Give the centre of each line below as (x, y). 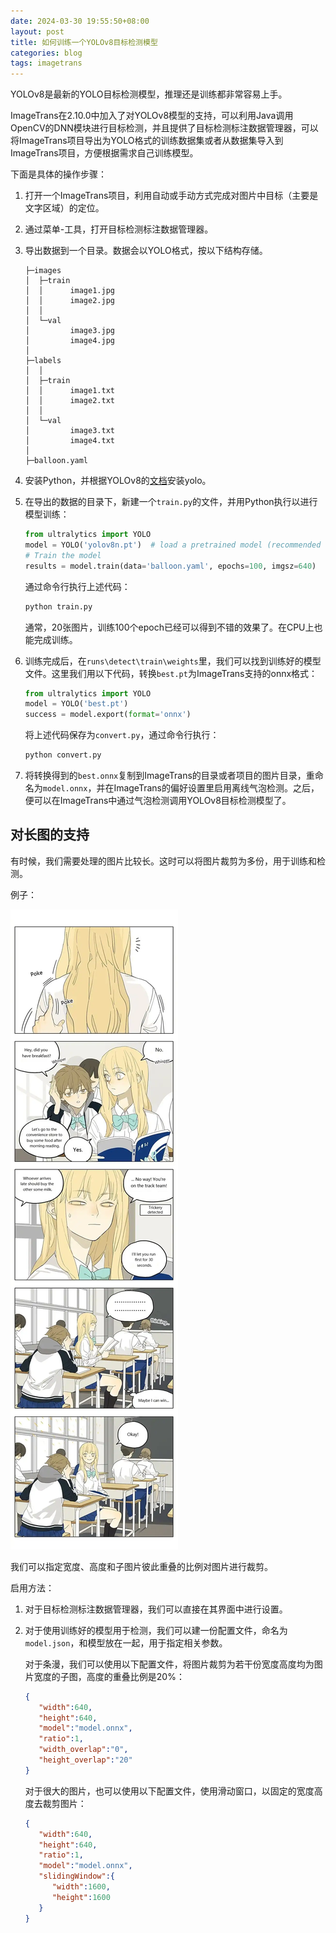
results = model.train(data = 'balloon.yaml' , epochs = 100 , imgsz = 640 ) (170, 566)
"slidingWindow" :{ (76, 1876)
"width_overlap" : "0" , (83, 1750)
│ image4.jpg (69, 341)
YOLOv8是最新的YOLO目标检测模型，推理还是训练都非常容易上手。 (149, 94)
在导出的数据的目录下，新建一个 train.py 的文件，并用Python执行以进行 (171, 502)
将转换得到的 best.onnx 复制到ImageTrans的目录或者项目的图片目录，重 (169, 775)
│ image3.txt (69, 431)
